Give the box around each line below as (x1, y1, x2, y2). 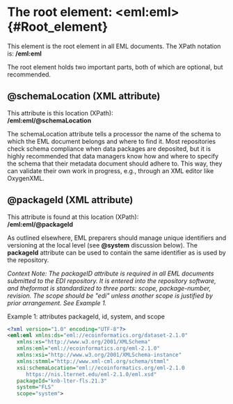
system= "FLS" (16, 384, 54, 391)
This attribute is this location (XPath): (7, 108, 113, 117)
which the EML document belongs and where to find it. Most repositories (7, 137, 216, 145)
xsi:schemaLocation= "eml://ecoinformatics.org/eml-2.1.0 (16, 364, 186, 371)
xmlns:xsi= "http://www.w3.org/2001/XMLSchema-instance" (16, 352, 182, 359)
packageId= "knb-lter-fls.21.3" (16, 377, 108, 385)
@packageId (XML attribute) (7, 194, 134, 206)
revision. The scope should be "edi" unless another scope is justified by (7, 291, 214, 300)
